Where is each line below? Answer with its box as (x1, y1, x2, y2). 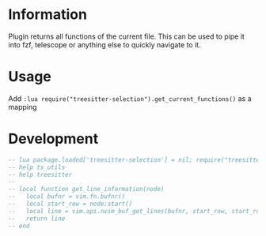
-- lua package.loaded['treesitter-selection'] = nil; (8, 155, 193, 163)
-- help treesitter (8, 170, 73, 178)
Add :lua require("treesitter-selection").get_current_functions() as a (8, 93, 252, 103)
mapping (8, 102, 37, 111)
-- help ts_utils (8, 163, 66, 171)
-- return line (8, 215, 66, 223)
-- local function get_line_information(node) (8, 185, 165, 193)
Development (8, 130, 99, 148)
